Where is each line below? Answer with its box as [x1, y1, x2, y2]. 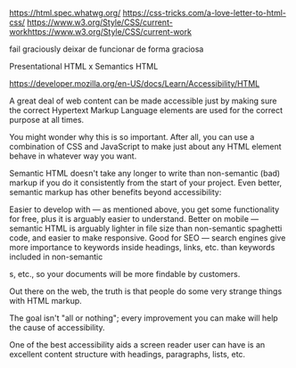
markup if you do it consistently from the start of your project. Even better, [9, 177, 283, 188]
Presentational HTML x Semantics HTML [9, 61, 159, 71]
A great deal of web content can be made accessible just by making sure [9, 95, 277, 106]
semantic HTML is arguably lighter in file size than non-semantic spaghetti [9, 223, 283, 233]
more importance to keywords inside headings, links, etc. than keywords [9, 242, 275, 252]
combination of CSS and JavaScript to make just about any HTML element [9, 142, 283, 151]
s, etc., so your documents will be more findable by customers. [9, 269, 241, 279]
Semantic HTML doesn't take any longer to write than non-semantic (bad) [9, 168, 281, 178]
